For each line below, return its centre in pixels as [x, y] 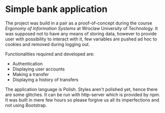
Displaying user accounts [38, 69]
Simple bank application [56, 9]
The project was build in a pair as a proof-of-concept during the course [79, 23]
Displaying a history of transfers [45, 79]
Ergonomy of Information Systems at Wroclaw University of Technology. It [82, 28]
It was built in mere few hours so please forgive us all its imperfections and [82, 100]
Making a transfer [30, 74]
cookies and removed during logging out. [47, 44]
